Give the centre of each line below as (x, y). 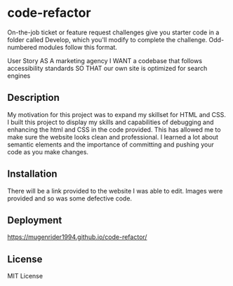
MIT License (25, 276)
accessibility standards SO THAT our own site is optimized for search (107, 68)
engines (19, 76)
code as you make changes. (48, 151)
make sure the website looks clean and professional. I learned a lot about (113, 137)
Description (33, 98)
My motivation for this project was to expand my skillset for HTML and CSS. (117, 114)
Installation (32, 174)
